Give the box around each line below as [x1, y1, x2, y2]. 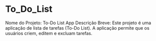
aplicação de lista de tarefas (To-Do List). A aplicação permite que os [5, 25, 150, 31]
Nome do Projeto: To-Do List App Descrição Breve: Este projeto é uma [5, 20, 151, 26]
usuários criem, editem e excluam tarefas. [5, 30, 92, 36]
